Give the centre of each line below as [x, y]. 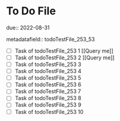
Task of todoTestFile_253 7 [48, 92]
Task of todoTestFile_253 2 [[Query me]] [64, 58]
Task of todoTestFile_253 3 [48, 65]
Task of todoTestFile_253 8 [48, 98]
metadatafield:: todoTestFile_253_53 [51, 39]
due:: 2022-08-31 [28, 28]
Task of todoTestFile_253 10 [49, 111]
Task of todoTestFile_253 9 [48, 105]
